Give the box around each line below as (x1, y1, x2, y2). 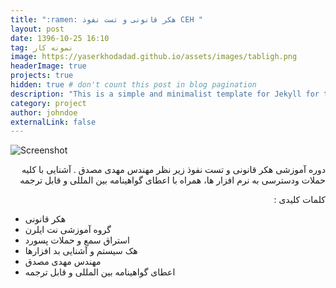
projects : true (10, 71, 74, 81)
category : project (10, 98, 87, 108)
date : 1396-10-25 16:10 (10, 33, 110, 43)
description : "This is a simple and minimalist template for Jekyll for (10, 89, 320, 99)
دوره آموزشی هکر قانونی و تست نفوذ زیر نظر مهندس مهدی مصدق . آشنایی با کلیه (21, 164, 326, 176)
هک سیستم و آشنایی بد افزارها (24, 245, 138, 257)
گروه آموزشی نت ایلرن (24, 224, 112, 236)
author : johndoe (10, 107, 78, 118)
